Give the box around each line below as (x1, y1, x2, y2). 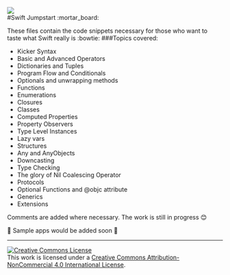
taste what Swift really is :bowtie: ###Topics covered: (7, 34, 159, 42)
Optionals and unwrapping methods (16, 77, 118, 84)
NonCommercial (7, 261, 53, 269)
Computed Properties (16, 113, 78, 120)
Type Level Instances (16, 127, 77, 135)
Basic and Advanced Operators (16, 55, 106, 62)
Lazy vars (16, 135, 45, 142)
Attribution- (146, 253, 180, 261)
